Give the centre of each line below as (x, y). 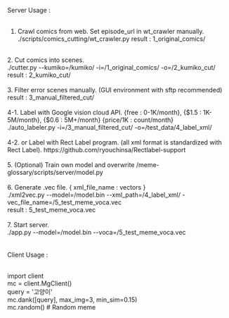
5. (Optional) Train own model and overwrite (71, 165)
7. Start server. (28, 225)
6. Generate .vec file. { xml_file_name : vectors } (77, 187)
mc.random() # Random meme (52, 307)
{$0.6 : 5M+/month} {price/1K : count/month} (109, 120)
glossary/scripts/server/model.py (55, 172)
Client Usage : (28, 255)
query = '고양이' (30, 292)
